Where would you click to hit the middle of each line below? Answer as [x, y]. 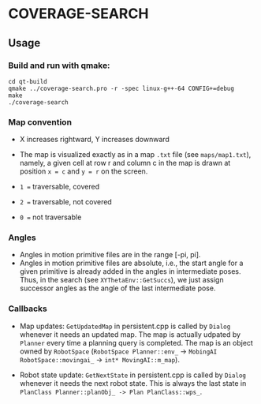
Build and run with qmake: [59, 65]
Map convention [40, 122]
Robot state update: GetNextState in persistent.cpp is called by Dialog [133, 375]
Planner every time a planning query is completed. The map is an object [136, 342]
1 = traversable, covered [60, 187]
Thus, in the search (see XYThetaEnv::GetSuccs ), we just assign [121, 280]
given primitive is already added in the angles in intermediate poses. [130, 271]
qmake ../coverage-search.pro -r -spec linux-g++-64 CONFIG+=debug [121, 88]
